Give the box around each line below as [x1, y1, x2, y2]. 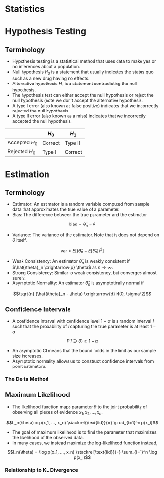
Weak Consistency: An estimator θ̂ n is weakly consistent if [12, 258, 130, 265]
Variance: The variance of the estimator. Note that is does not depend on [12, 232, 160, 238]
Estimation [5, 169, 50, 180]
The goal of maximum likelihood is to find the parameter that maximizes [12, 429, 157, 435]
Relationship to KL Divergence [5, 467, 78, 474]
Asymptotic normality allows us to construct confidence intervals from [12, 358, 154, 364]
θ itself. [12, 237, 27, 243]
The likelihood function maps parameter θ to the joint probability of [12, 404, 148, 410]
